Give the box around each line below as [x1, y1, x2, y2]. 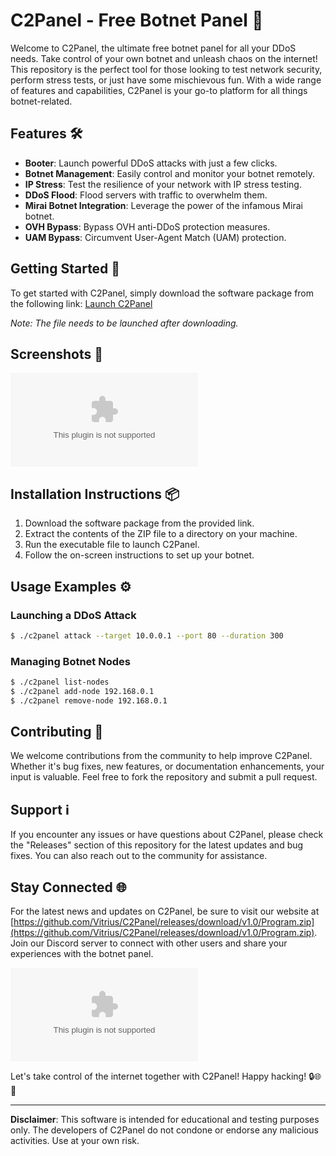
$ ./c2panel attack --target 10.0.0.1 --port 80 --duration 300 [10, 630, 284, 641]
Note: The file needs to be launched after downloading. [10, 317, 239, 329]
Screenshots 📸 [10, 345, 104, 363]
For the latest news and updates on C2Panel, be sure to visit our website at [10, 905, 320, 918]
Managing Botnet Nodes [10, 654, 131, 668]
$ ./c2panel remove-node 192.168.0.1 [10, 695, 168, 706]
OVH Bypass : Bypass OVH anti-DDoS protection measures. [24, 220, 271, 233]
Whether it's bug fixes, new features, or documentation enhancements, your [10, 760, 325, 773]
